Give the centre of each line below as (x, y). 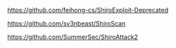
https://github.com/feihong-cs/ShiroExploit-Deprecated (88, 10)
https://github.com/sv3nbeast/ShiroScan (67, 23)
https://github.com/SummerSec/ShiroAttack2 (73, 37)
